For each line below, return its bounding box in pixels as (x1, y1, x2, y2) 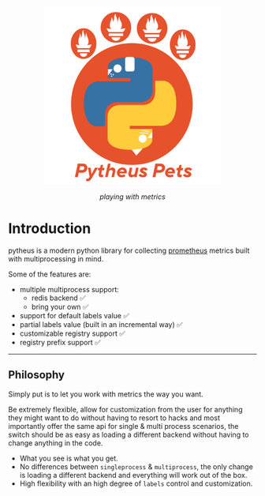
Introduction (8, 220, 91, 238)
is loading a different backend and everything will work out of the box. (19, 470, 248, 479)
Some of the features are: (8, 269, 91, 279)
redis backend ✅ (31, 293, 86, 302)
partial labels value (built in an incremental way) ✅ (19, 319, 183, 329)
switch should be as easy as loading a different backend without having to (8, 430, 250, 439)
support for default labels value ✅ (19, 310, 130, 320)
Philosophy (8, 368, 65, 381)
